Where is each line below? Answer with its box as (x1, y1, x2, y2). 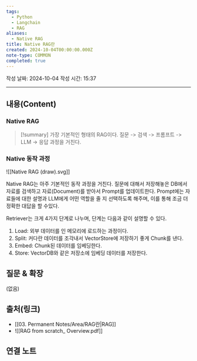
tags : (6, 8, 19, 15)
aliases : (6, 31, 28, 36)
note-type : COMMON (6, 52, 51, 58)
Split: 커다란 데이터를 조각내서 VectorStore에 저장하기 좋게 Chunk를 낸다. (14, 235, 184, 242)
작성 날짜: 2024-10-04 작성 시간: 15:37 (6, 75, 97, 82)
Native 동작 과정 (6, 155, 50, 163)
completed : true (6, 58, 46, 63)
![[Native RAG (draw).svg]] (6, 168, 70, 175)
